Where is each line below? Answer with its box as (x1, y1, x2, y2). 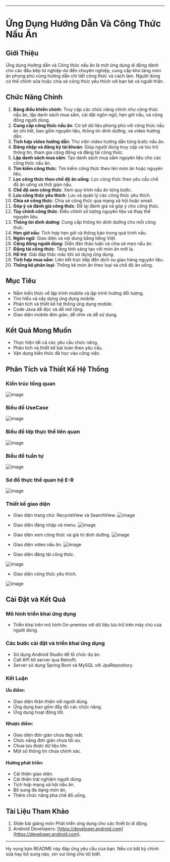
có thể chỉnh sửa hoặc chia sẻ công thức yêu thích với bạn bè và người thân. (6, 78, 164, 84)
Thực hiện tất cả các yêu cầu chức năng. (13, 340, 98, 346)
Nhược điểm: (6, 721, 33, 727)
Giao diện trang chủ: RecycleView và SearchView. (13, 512, 117, 518)
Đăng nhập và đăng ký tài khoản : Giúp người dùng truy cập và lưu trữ (13, 143, 158, 150)
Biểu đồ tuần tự (6, 452, 44, 459)
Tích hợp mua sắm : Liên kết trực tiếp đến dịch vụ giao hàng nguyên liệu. (13, 256, 164, 263)
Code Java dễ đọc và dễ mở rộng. (13, 306, 84, 312)
